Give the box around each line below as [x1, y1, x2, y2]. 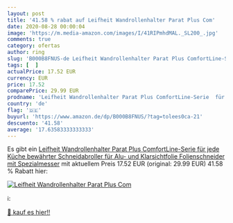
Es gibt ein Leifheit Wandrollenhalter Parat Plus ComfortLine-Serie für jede [7, 145, 220, 153]
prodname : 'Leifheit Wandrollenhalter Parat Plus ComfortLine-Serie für [7, 94, 225, 101]
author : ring [7, 49, 45, 56]
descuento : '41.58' [7, 119, 64, 127]
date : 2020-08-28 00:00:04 [7, 23, 85, 30]
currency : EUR [7, 74, 49, 82]
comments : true [7, 36, 51, 43]
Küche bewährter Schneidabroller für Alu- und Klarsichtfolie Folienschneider [7, 152, 225, 161]
